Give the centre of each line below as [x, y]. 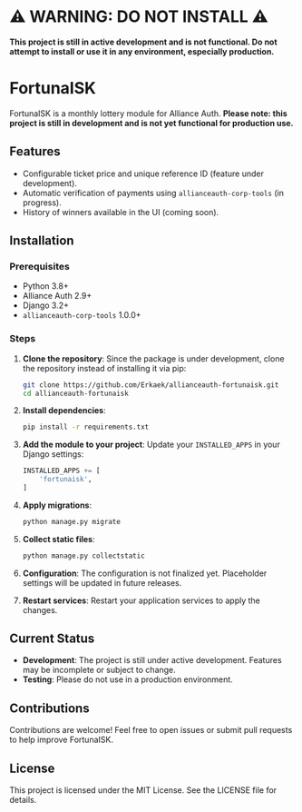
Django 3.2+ [46, 305]
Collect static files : [58, 539]
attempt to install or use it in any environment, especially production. [142, 51]
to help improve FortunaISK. [61, 740]
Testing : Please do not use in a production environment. [127, 679]
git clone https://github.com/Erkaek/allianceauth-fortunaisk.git [151, 385]
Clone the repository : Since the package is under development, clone [153, 358]
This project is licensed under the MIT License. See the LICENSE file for [143, 790]
